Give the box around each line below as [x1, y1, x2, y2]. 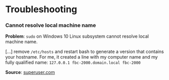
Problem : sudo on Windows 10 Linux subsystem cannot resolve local [5, 33, 149, 39]
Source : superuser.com [5, 69, 55, 75]
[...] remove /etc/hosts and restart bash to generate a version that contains [5, 48, 164, 55]
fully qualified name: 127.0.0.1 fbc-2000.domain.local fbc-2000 [5, 60, 141, 66]
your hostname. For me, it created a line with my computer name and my [5, 54, 158, 60]
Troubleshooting [5, 4, 78, 15]
